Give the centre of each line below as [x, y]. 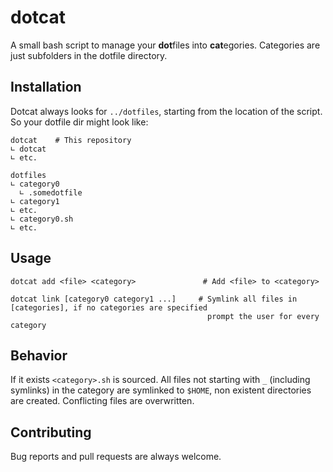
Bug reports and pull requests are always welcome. [116, 457]
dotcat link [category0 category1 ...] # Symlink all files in [154, 299]
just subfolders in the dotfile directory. [89, 55]
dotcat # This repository [71, 140]
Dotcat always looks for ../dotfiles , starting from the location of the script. [166, 111]
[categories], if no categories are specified [109, 307]
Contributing [51, 432]
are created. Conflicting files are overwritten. [102, 401]
